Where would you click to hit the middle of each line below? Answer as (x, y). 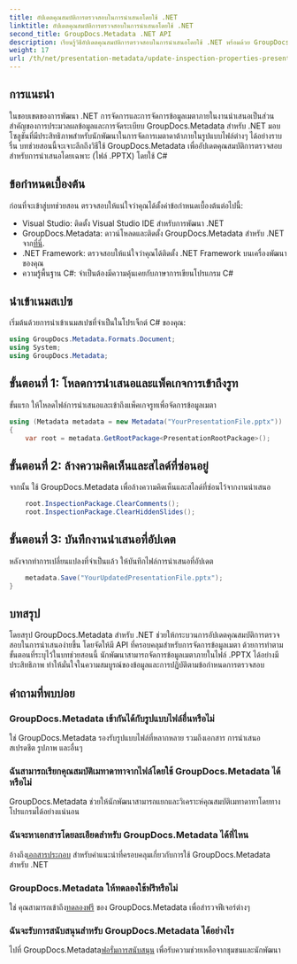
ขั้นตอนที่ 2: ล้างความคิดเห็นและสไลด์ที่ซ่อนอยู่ (109, 466)
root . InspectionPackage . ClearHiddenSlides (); (110, 512)
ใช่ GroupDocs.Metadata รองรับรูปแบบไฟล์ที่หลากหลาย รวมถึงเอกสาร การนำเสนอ (135, 738)
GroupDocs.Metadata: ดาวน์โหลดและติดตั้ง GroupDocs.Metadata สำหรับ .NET (153, 233)
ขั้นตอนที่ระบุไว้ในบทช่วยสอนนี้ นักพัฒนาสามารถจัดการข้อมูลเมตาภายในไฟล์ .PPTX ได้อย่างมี (144, 655)
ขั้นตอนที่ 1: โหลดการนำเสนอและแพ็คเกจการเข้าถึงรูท (124, 383)
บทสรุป (25, 614)
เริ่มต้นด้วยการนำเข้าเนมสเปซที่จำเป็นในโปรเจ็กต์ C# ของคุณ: (98, 323)
